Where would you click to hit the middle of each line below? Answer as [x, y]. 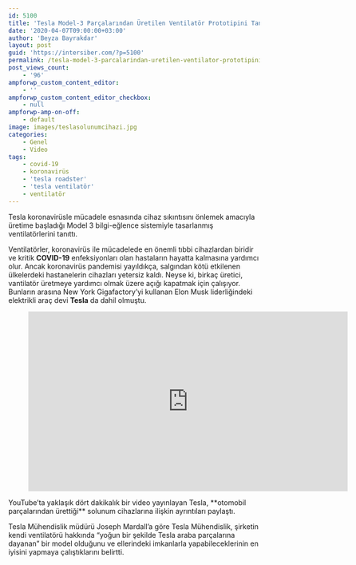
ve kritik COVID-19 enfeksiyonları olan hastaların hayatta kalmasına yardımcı [134, 257]
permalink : [26, 61]
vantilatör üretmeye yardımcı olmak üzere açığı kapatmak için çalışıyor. [125, 283]
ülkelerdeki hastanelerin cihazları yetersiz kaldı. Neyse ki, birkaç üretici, [126, 275]
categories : [28, 134]
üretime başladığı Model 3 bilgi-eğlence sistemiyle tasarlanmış [111, 225]
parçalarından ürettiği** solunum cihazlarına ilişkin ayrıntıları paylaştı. [122, 511]
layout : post [30, 46]
